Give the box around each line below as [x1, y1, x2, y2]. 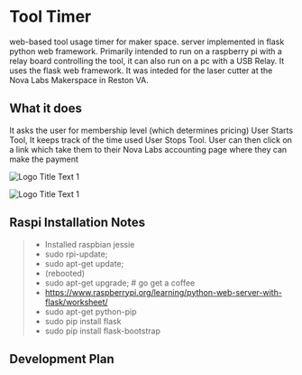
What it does [9, 101, 83, 117]
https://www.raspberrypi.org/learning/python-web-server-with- [44, 286, 282, 297]
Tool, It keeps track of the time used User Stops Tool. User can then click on [9, 134, 293, 145]
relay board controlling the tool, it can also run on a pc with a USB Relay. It [9, 55, 285, 66]
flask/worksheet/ [44, 296, 108, 307]
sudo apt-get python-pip [44, 305, 137, 317]
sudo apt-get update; [44, 258, 124, 268]
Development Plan [9, 351, 114, 367]
